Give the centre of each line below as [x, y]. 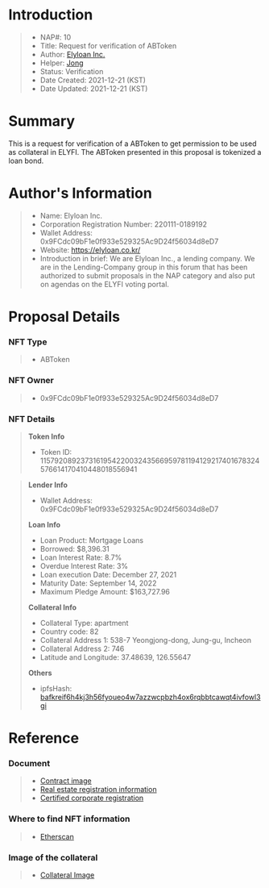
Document [29, 763]
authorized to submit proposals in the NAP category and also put [147, 275]
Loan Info [44, 524]
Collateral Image [67, 875]
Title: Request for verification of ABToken [108, 45]
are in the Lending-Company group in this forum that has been [144, 267]
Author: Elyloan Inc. [72, 54]
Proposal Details [64, 317]
